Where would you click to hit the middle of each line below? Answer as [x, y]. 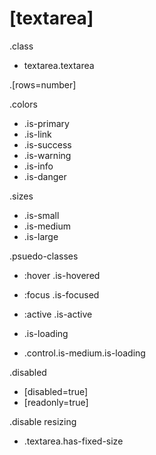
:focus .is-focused [61, 294]
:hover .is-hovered [62, 275]
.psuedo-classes [44, 256]
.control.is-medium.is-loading [84, 353]
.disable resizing [43, 421]
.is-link [37, 134]
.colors [23, 104]
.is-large [41, 236]
